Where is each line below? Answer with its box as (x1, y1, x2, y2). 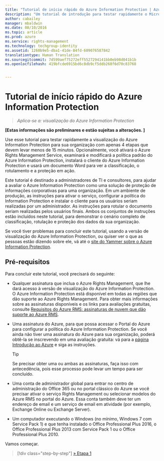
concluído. (12, 371, 34, 377)
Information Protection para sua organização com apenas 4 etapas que (5, 142, 148, 148)
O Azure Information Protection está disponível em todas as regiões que (12, 291, 157, 296)
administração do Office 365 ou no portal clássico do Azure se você (12, 385, 150, 391)
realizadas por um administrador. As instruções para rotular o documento (5, 203, 152, 209)
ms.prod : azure (5, 35, 36, 40)
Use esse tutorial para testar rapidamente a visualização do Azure (5, 137, 138, 143)
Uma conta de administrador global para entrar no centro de (12, 380, 134, 386)
